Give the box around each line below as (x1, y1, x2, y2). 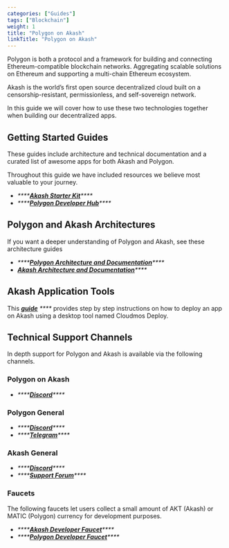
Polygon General (7, 407, 64, 417)
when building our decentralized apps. (7, 112, 117, 120)
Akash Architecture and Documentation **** (17, 265, 147, 274)
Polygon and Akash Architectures (7, 219, 156, 231)
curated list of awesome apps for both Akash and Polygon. (7, 157, 174, 165)
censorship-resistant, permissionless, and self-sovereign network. (7, 91, 196, 99)
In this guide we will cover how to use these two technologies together (7, 104, 209, 112)
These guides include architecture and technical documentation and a (7, 150, 207, 158)
